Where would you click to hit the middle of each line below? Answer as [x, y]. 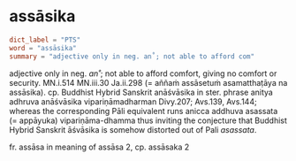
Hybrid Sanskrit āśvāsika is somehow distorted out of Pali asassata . [133, 129]
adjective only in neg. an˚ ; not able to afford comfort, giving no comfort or [143, 73]
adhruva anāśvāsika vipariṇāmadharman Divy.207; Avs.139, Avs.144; [133, 101]
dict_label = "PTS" [45, 40]
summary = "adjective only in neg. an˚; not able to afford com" [132, 56]
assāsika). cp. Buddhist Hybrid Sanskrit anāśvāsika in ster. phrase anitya [141, 92]
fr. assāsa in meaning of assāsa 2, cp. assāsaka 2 [99, 147]
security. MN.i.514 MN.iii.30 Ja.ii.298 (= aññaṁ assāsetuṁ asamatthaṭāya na [148, 82]
